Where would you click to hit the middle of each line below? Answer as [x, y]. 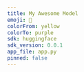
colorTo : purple [30, 33]
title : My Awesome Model [43, 13]
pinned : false [28, 58]
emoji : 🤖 [20, 20]
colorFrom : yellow [33, 26]
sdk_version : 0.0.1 [35, 45]
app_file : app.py [32, 52]
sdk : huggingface [32, 39]
